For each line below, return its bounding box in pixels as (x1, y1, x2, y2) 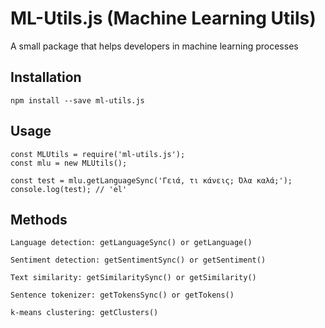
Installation (10, 69, 82, 86)
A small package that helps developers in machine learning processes (10, 40, 299, 52)
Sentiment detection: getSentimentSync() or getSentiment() (10, 255, 267, 266)
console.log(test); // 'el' (10, 184, 128, 194)
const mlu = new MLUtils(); (10, 158, 128, 168)
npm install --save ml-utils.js (10, 95, 145, 106)
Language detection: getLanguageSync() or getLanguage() (10, 238, 253, 248)
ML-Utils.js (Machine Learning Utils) (10, 7, 317, 30)
